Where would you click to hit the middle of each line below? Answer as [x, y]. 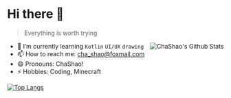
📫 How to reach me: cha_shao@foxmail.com [81, 53]
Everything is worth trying [60, 33]
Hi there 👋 [35, 14]
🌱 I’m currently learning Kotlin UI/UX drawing [80, 46]
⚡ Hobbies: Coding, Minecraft [59, 71]
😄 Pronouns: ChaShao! [50, 64]
